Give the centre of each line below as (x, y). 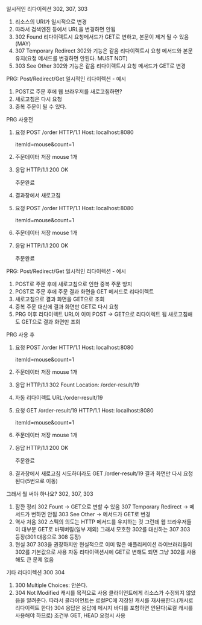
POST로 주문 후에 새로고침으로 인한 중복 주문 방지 (74, 284)
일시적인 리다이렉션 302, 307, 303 (47, 9)
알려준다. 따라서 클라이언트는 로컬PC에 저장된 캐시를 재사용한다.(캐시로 (110, 600)
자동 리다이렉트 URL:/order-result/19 (59, 398)
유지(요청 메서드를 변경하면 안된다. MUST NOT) (71, 58)
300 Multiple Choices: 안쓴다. (51, 585)
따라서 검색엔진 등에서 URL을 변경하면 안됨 (65, 29)
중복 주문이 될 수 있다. (41, 107)
